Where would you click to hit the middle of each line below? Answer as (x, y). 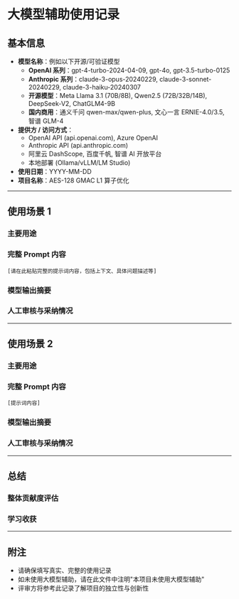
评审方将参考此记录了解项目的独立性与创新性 (83, 588)
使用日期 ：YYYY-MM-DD (55, 172)
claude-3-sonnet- (185, 79)
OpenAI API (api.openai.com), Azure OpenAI (93, 138)
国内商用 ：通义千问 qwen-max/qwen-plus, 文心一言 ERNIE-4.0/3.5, (127, 112)
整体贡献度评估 (33, 498)
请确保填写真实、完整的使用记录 (64, 571)
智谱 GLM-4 (46, 121)
